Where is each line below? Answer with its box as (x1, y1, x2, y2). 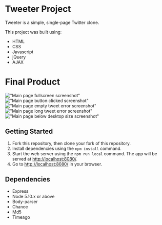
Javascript (12, 49, 34, 55)
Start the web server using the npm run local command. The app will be (12, 150, 158, 157)
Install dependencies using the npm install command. (12, 145, 122, 151)
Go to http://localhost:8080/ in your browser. (12, 161, 102, 167)
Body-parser (12, 199, 38, 205)
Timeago (12, 214, 30, 220)
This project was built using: (5, 29, 62, 35)
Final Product (5, 77, 60, 87)
